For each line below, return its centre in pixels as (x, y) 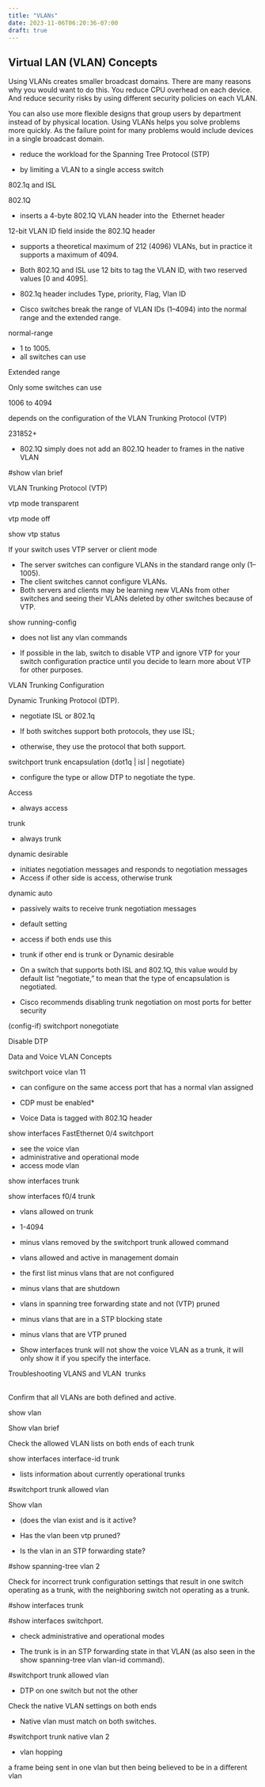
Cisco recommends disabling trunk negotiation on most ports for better (135, 1002)
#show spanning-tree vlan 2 (54, 1567)
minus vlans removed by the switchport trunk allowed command (124, 1243)
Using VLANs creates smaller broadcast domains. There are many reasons (130, 82)
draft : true (28, 30)
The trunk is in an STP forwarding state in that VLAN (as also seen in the (137, 1651)
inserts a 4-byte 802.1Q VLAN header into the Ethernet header (122, 216)
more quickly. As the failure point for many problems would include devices (131, 131)
